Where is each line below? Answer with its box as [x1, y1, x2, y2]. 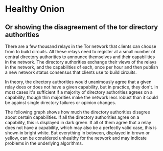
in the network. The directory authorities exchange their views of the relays [5, 59, 157, 65]
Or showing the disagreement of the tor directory [5, 23, 158, 31]
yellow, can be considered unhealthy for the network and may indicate [5, 135, 147, 141]
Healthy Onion [5, 3, 65, 15]
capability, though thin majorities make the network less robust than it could [5, 94, 158, 100]
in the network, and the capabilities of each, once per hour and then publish [5, 65, 158, 70]
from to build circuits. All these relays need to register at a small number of [5, 49, 156, 54]
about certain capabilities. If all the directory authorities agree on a [5, 114, 140, 120]
